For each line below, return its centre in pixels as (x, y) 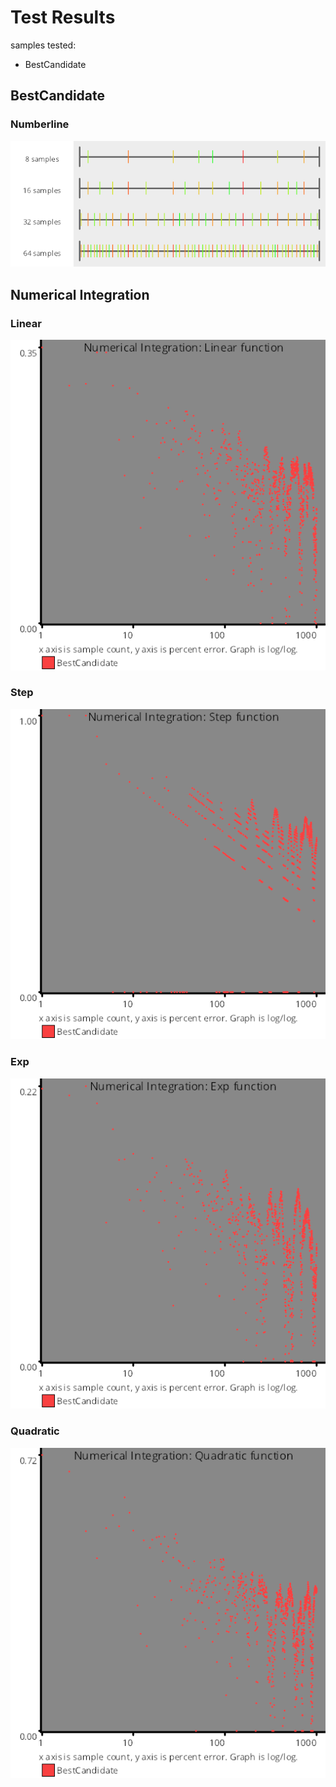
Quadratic (35, 1431)
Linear (26, 323)
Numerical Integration (80, 294)
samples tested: (43, 45)
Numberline (40, 124)
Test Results (63, 17)
